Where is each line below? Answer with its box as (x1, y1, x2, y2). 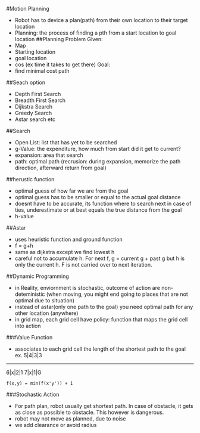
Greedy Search (14, 110, 52, 116)
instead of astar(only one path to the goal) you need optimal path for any (14, 304, 193, 310)
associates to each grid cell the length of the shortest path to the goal (14, 345, 186, 352)
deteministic (14, 290, 45, 298)
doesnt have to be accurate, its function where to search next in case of (14, 200, 192, 207)
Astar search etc (14, 116, 55, 123)
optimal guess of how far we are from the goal (14, 187, 129, 194)
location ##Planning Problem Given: (14, 36, 103, 42)
